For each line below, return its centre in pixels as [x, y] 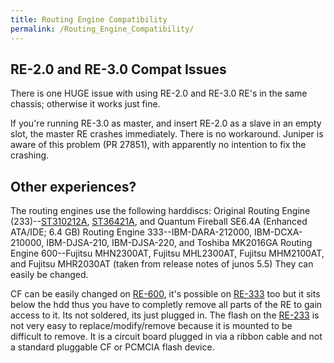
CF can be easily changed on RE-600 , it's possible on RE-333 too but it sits [165, 294]
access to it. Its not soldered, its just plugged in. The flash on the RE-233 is [165, 315]
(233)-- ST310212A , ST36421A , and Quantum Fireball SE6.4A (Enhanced [159, 222]
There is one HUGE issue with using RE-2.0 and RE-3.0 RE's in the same [159, 93]
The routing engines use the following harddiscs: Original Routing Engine [160, 211]
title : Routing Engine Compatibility [89, 19]
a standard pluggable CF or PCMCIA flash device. [112, 347]
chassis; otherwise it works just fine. [85, 104]
